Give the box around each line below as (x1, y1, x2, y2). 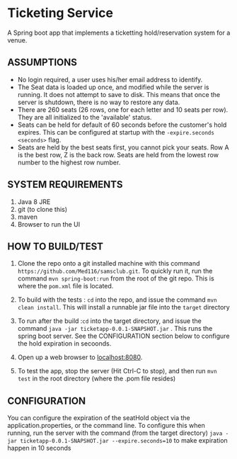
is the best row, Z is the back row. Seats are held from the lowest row (17, 150, 219, 159)
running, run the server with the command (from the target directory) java (7, 429, 223, 437)
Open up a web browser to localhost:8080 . (17, 353, 143, 362)
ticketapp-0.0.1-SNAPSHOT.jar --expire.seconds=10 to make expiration (20, 436, 228, 445)
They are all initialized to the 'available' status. (17, 113, 152, 121)
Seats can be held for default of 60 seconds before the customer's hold (17, 120, 227, 129)
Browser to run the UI (17, 220, 81, 228)
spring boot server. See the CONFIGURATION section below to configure (17, 331, 230, 341)
